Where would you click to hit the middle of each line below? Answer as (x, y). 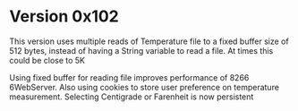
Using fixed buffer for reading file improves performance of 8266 (129, 77)
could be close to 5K (47, 60)
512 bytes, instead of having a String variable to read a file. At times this (141, 50)
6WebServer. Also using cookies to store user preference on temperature (145, 87)
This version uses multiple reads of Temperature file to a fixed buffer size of (149, 41)
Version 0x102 (64, 17)
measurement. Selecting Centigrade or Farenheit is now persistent (132, 97)
